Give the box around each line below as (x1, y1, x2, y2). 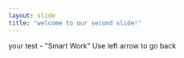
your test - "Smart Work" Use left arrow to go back (8, 41, 177, 50)
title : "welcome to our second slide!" (8, 19, 142, 27)
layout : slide (8, 11, 56, 20)
